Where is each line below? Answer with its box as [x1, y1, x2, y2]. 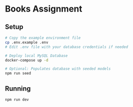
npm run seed [5, 71, 31, 76]
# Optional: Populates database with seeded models [5, 66, 111, 71]
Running [5, 84, 31, 92]
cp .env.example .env [5, 40, 49, 45]
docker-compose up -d [5, 58, 49, 62]
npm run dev [5, 97, 29, 102]
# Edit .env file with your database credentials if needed [5, 45, 129, 49]
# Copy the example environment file [5, 35, 81, 40]
